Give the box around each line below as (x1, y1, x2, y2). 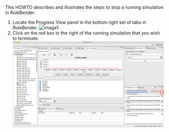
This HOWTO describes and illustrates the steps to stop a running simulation (5, 5, 163, 10)
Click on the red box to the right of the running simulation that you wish (12, 30, 160, 36)
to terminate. (12, 35, 39, 41)
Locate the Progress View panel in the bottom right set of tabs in (12, 20, 147, 25)
